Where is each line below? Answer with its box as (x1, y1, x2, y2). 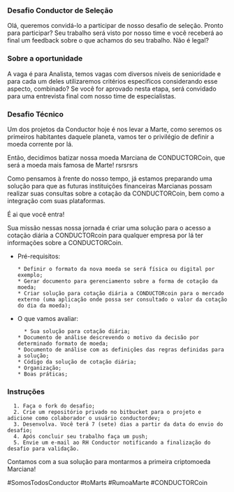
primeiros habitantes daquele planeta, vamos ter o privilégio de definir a (7, 132, 214, 141)
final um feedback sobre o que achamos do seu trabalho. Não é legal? (7, 36, 210, 45)
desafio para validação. (7, 445, 80, 452)
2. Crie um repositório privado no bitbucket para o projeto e (13, 409, 201, 416)
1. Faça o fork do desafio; (13, 403, 96, 410)
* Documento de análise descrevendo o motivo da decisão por (17, 334, 200, 341)
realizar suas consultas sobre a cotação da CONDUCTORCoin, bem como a (7, 189, 225, 197)
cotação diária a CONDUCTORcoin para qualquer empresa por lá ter (7, 231, 204, 239)
